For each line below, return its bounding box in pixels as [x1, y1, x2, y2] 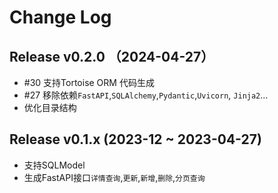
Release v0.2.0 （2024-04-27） [9, 48, 215, 65]
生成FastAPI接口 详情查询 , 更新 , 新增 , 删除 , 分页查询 [23, 171, 206, 183]
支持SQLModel [23, 159, 86, 171]
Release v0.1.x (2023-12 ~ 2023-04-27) [9, 131, 262, 148]
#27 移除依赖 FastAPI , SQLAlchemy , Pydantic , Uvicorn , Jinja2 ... [23, 89, 269, 101]
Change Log [9, 6, 112, 29]
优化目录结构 [23, 102, 77, 113]
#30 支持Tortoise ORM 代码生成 [23, 77, 155, 88]
